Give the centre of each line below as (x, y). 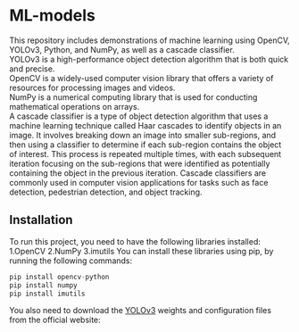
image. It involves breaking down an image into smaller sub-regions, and (143, 135)
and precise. (32, 69)
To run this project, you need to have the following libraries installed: (135, 241)
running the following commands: (71, 261)
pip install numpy (43, 285)
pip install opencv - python (59, 277)
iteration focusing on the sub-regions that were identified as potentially (140, 163)
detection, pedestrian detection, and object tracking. (106, 192)
